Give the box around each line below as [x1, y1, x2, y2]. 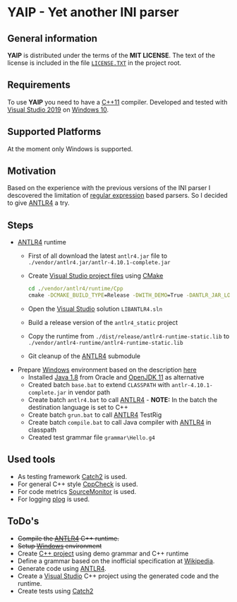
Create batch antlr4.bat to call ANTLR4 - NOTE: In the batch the [28, 396, 218, 403]
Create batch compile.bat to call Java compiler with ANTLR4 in [28, 418, 212, 426]
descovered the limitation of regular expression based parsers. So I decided [7, 191, 228, 200]
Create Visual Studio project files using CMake [28, 271, 164, 280]
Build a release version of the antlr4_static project [28, 319, 178, 326]
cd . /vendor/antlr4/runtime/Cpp [28, 285, 123, 293]
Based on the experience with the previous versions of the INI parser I [7, 184, 211, 192]
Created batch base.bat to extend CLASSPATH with [28, 381, 171, 389]
